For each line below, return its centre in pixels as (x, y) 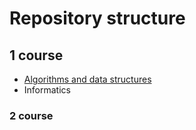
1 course (36, 55)
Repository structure (97, 18)
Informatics (47, 90)
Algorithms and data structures (87, 79)
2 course (31, 115)
